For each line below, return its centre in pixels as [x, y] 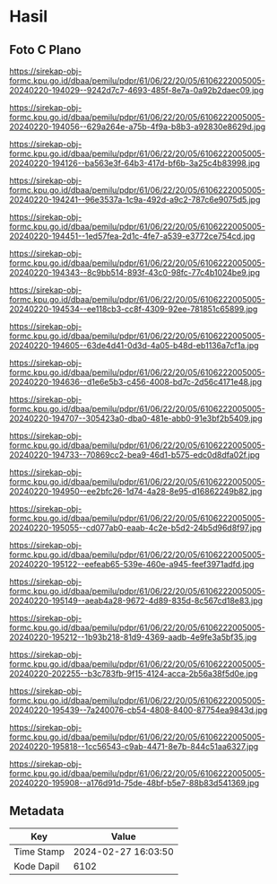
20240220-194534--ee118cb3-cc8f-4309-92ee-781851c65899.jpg [134, 309]
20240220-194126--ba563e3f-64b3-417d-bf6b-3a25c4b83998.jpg [135, 163]
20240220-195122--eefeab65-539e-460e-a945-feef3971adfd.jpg [132, 564]
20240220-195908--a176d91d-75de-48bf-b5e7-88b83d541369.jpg [134, 783]
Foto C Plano [45, 50]
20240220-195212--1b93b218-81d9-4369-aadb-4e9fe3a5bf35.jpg [133, 637]
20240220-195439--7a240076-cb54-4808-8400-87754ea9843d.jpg [138, 710]
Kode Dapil [37, 866]
